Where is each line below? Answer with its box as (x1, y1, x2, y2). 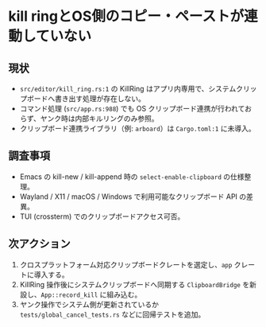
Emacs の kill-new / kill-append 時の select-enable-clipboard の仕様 (19, 172, 245, 181)
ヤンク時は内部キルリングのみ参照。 (40, 114, 159, 123)
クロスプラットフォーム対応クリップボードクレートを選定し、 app (19, 259, 233, 269)
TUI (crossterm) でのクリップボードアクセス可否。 (19, 212, 185, 221)
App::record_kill (40, 291, 98, 299)
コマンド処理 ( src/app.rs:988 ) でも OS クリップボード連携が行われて (19, 104, 245, 113)
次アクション (8, 237, 71, 251)
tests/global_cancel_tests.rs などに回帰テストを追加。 (19, 309, 206, 319)
